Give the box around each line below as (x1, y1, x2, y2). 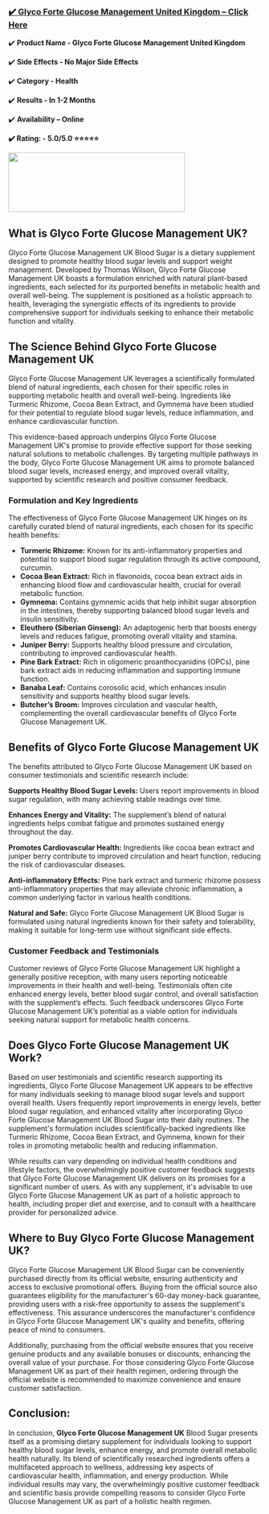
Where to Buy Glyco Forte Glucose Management (8, 1231, 255, 1245)
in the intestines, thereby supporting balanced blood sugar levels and (19, 606, 250, 615)
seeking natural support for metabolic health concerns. (8, 1015, 191, 1024)
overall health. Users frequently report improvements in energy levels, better (8, 1098, 262, 1108)
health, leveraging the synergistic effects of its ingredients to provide (8, 300, 237, 309)
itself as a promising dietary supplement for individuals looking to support (8, 1436, 252, 1446)
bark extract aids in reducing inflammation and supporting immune (19, 666, 241, 676)
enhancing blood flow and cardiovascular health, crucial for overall (19, 580, 241, 589)
